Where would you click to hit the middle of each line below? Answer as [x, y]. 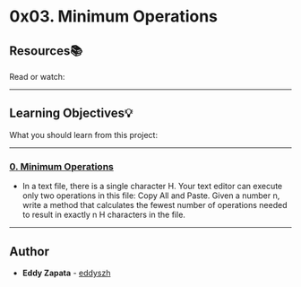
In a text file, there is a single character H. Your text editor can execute [152, 187]
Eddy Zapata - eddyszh [66, 273]
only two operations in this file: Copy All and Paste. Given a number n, [151, 196]
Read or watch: [37, 77]
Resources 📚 [46, 51]
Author [29, 252]
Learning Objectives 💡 [71, 113]
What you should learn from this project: [84, 135]
